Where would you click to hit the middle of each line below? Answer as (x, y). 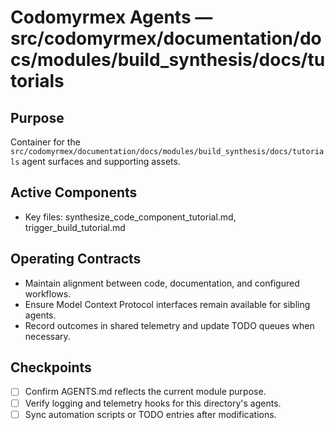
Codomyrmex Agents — (111, 17)
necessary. (47, 336)
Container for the (45, 142)
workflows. (48, 293)
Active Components (74, 192)
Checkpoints (51, 367)
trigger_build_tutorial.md (75, 227)
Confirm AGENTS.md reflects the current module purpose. (145, 392)
